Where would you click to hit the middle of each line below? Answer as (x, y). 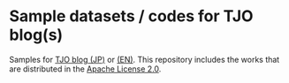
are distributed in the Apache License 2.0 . (85, 69)
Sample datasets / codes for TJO (131, 16)
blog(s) (36, 35)
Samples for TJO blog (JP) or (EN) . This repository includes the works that (144, 59)
